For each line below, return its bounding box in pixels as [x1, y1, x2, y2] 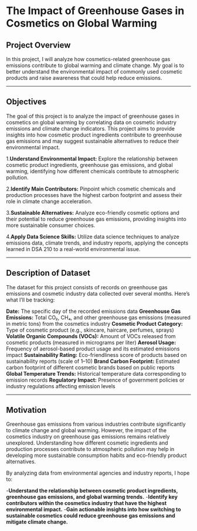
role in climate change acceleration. [6, 198, 93, 205]
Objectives [6, 97, 47, 107]
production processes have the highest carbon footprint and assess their [6, 191, 182, 198]
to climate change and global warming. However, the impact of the [6, 427, 167, 434]
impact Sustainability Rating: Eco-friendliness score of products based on [6, 351, 187, 358]
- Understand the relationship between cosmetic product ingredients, [6, 487, 178, 495]
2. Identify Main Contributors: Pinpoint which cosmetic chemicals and [6, 185, 176, 192]
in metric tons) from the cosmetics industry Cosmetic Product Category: [6, 320, 183, 327]
